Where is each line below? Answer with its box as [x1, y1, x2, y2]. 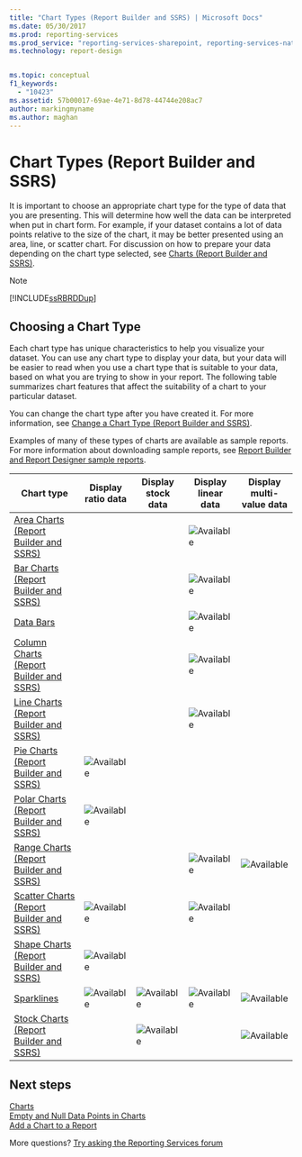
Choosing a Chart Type [9, 319, 141, 334]
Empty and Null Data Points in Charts [9, 1110, 147, 1121]
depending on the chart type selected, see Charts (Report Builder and [9, 249, 268, 260]
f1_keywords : [9, 79, 58, 88]
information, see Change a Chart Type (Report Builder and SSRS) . [9, 418, 253, 429]
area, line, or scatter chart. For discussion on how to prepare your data [9, 239, 271, 250]
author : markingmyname [9, 105, 94, 114]
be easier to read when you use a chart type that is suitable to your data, [9, 362, 279, 373]
